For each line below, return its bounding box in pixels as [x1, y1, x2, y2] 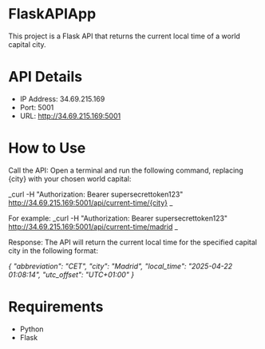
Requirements [8, 298, 104, 315]
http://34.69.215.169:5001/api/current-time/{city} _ [8, 197, 173, 208]
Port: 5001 [19, 102, 54, 112]
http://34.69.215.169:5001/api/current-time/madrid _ [8, 221, 178, 232]
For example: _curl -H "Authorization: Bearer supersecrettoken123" [8, 213, 228, 223]
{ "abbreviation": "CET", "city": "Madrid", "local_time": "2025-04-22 [8, 261, 233, 271]
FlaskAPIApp [8, 5, 97, 23]
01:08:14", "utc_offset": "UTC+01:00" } [8, 269, 135, 280]
